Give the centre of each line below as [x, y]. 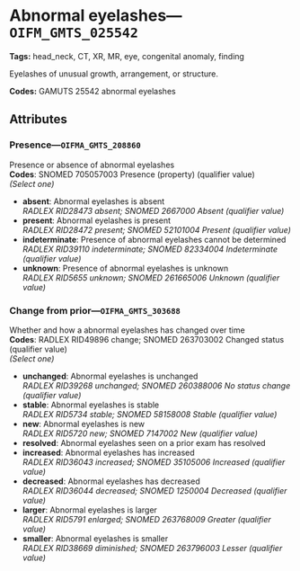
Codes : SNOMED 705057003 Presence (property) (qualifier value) [132, 174]
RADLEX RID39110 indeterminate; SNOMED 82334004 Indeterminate [150, 249]
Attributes [38, 119]
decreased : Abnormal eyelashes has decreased [111, 481]
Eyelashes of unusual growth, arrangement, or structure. [114, 74]
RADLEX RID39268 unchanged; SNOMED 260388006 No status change [156, 385]
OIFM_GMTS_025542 [74, 33]
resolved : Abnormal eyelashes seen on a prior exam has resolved [144, 442]
